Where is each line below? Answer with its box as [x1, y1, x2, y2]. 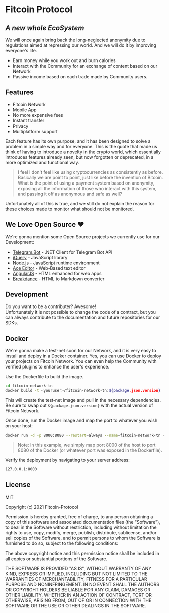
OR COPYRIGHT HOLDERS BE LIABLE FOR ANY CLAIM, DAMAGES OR [5, 586, 151, 593]
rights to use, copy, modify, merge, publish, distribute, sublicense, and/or [5, 529, 157, 535]
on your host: [5, 423, 33, 429]
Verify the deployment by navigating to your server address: [5, 457, 130, 463]
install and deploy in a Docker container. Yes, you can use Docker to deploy [5, 353, 162, 359]
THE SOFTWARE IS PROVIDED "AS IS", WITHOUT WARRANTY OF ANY [5, 565, 152, 571]
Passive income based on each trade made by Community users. [12, 74, 148, 79]
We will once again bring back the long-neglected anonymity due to [5, 37, 146, 43]
